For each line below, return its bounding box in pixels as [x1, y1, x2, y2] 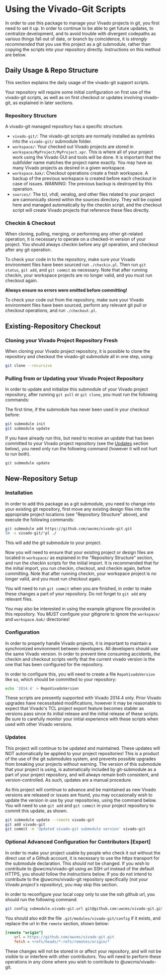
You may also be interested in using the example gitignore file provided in [5, 606, 156, 612]
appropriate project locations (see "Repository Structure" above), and [5, 511, 148, 517]
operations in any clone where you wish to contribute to [5, 959, 119, 965]
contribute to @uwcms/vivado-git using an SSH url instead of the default [5, 865, 154, 871]
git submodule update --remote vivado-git [5, 817, 94, 823]
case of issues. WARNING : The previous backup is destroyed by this [12, 181, 153, 187]
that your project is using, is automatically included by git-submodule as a [5, 766, 157, 772]
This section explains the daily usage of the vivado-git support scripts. [5, 79, 150, 85]
